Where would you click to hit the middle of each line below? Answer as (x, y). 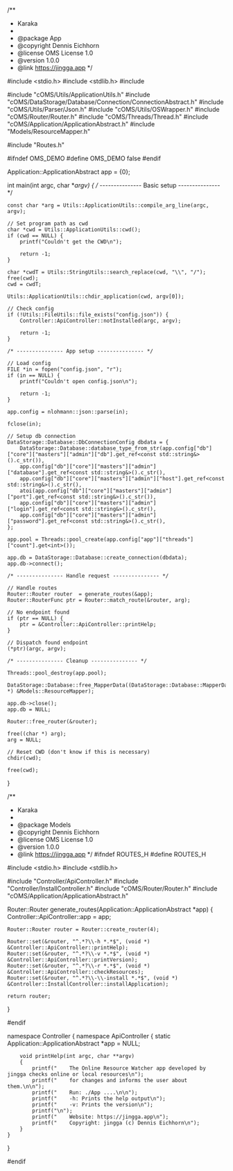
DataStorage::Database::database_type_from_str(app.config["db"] (116, 448)
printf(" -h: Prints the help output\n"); (99, 1099)
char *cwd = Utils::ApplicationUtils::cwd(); (74, 230)
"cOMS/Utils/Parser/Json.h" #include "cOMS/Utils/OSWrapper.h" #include (113, 109)
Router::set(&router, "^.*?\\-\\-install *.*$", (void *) (93, 978)
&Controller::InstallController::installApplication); (88, 984)
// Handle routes (32, 588)
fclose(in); (24, 424)
